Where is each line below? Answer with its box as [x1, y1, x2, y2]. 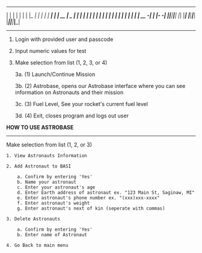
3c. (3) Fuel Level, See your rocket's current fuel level [14, 101, 148, 107]
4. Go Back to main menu [6, 242, 69, 248]
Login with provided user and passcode [14, 36, 114, 43]
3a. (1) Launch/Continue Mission [14, 70, 96, 78]
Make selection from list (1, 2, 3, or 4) [14, 59, 108, 66]
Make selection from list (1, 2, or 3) [6, 141, 92, 148]
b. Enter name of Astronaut [17, 232, 87, 238]
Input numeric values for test [14, 48, 87, 54]
